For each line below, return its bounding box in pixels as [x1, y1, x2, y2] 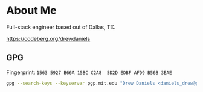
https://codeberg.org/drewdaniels [6, 35, 91, 42]
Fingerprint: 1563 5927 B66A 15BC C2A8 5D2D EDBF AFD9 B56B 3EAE [6, 69, 172, 76]
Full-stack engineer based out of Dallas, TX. [6, 23, 116, 31]
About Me [6, 4, 57, 17]
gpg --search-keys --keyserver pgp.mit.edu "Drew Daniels [6, 80, 155, 86]
